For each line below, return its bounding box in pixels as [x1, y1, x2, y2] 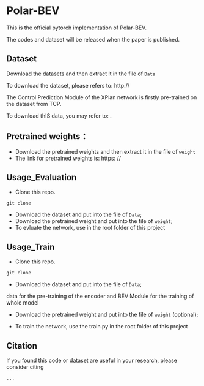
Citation [6, 341, 38, 351]
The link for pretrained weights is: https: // [15, 154, 121, 162]
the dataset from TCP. [6, 100, 62, 107]
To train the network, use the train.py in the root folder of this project [15, 323, 188, 330]
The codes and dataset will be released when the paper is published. [6, 36, 180, 43]
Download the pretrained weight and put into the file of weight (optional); [15, 311, 199, 319]
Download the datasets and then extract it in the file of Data [6, 70, 156, 77]
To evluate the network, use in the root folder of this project [15, 224, 166, 232]
